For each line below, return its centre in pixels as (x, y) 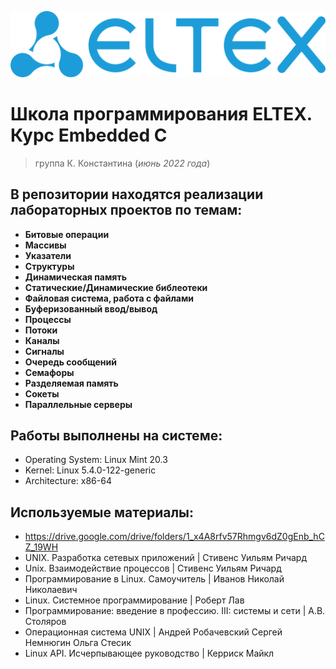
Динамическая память (75, 277)
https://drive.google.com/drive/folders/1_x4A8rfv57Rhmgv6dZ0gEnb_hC (174, 537)
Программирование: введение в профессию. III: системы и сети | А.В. (175, 611)
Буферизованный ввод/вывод (91, 308)
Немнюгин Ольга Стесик (78, 643)
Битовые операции (67, 234)
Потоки (41, 330)
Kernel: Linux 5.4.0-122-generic (90, 470)
